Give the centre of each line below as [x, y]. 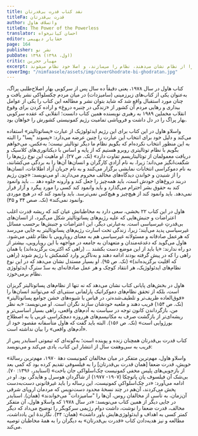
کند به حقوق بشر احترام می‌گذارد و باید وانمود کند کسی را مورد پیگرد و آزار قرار [93, 187]
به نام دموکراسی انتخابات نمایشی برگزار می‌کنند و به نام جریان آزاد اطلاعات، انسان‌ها [99, 169]
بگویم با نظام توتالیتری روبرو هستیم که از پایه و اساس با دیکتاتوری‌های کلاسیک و [93, 150]
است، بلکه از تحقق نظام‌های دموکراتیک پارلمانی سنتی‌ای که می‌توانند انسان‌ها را [93, 291]
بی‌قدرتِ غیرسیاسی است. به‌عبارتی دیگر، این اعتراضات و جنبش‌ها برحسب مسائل [95, 224]
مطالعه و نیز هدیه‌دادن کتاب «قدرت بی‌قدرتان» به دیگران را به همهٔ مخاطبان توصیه [95, 421]
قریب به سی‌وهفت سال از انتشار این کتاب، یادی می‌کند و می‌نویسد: [80, 347]
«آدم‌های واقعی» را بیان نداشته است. [47, 329]
